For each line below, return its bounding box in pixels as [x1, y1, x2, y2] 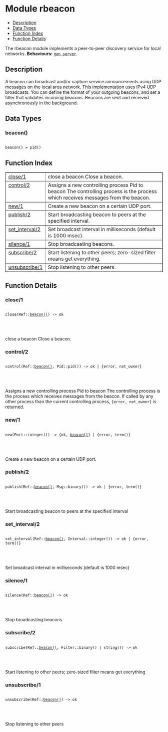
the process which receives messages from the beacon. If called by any [5, 393, 153, 399]
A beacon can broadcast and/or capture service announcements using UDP [5, 78, 161, 84]
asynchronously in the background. [5, 100, 78, 106]
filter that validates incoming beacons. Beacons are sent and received [5, 94, 149, 100]
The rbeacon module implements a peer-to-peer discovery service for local [5, 45, 161, 51]
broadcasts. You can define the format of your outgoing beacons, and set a [5, 89, 160, 95]
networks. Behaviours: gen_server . [5, 51, 77, 57]
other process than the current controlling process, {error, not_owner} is [5, 399, 156, 405]
